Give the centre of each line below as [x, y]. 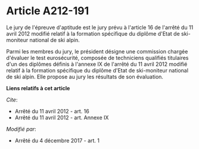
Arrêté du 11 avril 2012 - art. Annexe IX [62, 118]
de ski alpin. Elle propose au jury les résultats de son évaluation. [85, 77]
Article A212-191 [48, 11]
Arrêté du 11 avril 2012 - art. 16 [52, 111]
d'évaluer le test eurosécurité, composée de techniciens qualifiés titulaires [97, 58]
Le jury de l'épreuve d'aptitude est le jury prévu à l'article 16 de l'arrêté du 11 [100, 27]
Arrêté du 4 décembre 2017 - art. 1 [57, 140]
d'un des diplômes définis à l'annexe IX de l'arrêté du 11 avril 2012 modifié [97, 64]
